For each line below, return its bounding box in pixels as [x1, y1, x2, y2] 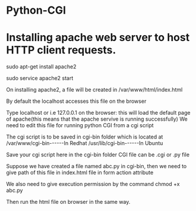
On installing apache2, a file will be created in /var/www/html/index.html [6, 86, 183, 93]
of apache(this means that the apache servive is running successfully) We [6, 115, 188, 122]
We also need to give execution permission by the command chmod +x [6, 181, 180, 188]
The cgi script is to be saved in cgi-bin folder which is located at [6, 133, 163, 140]
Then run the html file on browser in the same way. [6, 199, 131, 206]
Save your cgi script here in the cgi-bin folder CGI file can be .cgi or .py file [6, 151, 190, 158]
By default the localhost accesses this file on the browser [6, 97, 147, 105]
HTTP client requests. [6, 43, 116, 57]
